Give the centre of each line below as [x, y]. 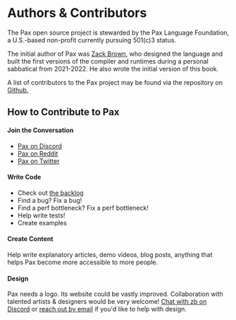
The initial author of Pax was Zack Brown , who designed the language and [115, 54]
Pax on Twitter [38, 161]
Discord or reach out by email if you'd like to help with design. [97, 309]
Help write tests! [41, 215]
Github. [18, 90]
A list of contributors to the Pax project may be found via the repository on [115, 82]
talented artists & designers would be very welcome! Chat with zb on [107, 302]
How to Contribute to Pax [63, 112]
